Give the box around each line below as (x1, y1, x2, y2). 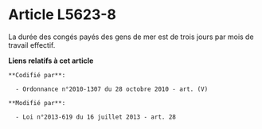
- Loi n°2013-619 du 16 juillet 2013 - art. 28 (15, 113, 177, 121)
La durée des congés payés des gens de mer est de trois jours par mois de (8, 32, 254, 41)
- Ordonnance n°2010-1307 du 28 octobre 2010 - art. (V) (15, 85, 209, 93)
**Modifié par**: (8, 99, 66, 107)
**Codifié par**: (8, 71, 66, 79)
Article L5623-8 (8, 6, 117, 24)
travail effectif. (8, 40, 56, 49)
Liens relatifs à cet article (8, 56, 94, 65)
